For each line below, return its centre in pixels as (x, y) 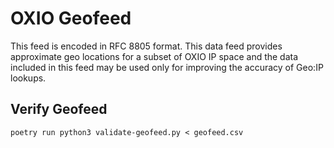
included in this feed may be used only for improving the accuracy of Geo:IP (167, 67)
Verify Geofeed (59, 109)
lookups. (28, 78)
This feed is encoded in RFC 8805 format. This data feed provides (146, 46)
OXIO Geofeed (71, 18)
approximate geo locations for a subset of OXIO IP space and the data (154, 56)
